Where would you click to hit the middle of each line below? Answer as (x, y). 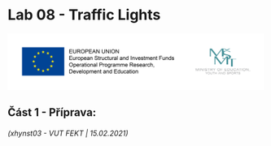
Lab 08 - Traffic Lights (84, 15)
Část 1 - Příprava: (52, 112)
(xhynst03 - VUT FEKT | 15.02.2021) (68, 133)
